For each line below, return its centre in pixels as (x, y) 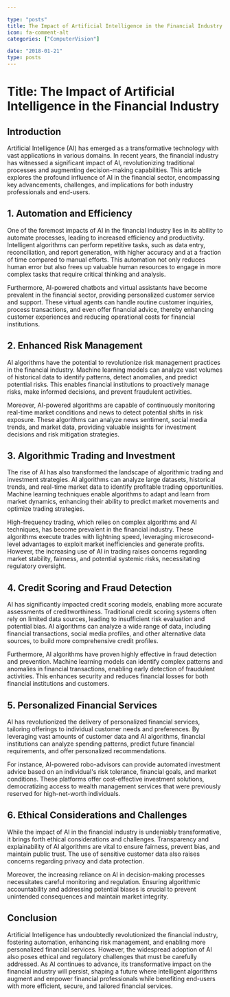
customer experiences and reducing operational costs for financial (101, 317)
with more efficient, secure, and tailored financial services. (90, 986)
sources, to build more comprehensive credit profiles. (83, 641)
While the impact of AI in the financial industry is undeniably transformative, (114, 832)
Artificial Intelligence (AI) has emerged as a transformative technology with (113, 148)
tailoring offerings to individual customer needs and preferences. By (103, 729)
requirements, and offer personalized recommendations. (87, 751)
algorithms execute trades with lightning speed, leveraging (90, 537)
